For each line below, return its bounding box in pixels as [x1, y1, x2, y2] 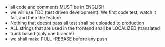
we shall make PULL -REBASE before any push [10, 36, 107, 42]
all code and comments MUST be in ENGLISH [10, 4, 105, 10]
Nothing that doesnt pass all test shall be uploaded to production [10, 20, 144, 26]
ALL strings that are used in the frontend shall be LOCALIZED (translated [10, 25, 160, 31]
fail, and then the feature [10, 15, 61, 20]
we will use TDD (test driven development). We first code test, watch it [10, 9, 156, 15]
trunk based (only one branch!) [10, 31, 74, 36]
